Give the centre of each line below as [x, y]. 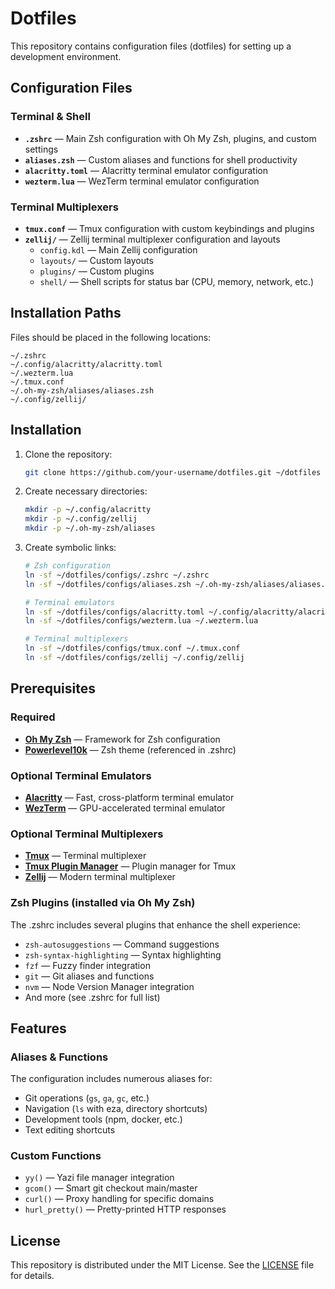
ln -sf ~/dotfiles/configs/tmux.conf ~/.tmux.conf [132, 648]
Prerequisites [53, 688]
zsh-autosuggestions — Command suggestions [122, 944]
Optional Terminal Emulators [81, 775]
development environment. [66, 56]
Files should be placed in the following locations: [111, 337]
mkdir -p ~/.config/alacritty [88, 510]
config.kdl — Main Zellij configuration [118, 249]
